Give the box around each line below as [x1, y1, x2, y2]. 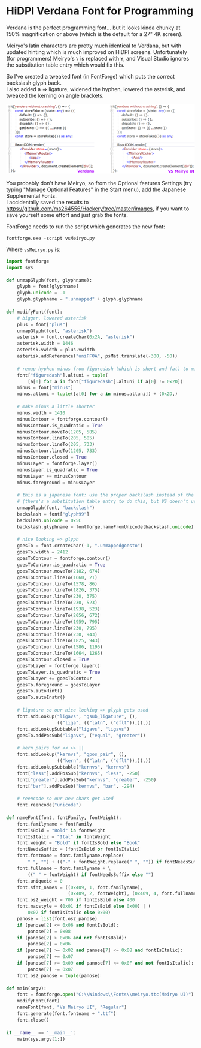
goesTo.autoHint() [17, 688, 63, 694]
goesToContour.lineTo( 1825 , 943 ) [17, 637, 100, 644]
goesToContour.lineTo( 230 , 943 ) [17, 631, 98, 637]
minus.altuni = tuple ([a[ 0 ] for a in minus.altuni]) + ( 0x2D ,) [17, 391, 178, 397]
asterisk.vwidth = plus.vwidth [17, 347, 95, 353]
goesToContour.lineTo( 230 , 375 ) [17, 594, 98, 600]
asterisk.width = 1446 [17, 341, 74, 347]
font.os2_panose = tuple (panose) [17, 972, 100, 978]
